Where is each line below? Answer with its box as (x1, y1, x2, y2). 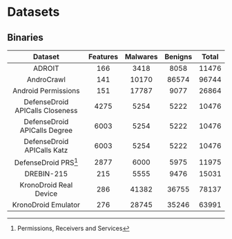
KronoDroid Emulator (12, 200, 81, 210)
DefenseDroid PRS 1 (14, 156, 78, 167)
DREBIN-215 (24, 169, 68, 179)
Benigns (164, 52, 193, 61)
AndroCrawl (26, 75, 66, 84)
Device (35, 189, 58, 198)
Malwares (124, 52, 158, 61)
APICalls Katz (23, 145, 68, 155)
